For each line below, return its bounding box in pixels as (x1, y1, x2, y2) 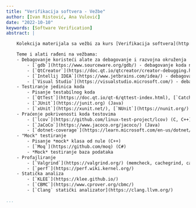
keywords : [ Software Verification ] (6, 25, 93, 31)
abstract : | (6, 30, 35, 36)
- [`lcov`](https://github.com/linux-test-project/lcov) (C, (27, 116, 179, 123)
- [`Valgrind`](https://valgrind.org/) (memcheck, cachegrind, (27, 160, 184, 166)
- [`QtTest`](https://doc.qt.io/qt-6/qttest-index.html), (27, 95, 171, 101)
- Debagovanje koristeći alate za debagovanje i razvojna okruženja (16, 57, 187, 63)
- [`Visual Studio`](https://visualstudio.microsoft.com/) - (27, 78, 179, 85)
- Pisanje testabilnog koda (27, 89, 95, 95)
